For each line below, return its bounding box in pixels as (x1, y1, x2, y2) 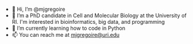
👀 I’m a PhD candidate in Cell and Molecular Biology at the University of (11, 12, 187, 19)
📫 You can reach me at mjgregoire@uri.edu (11, 32, 120, 38)
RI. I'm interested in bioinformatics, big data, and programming (11, 18, 165, 25)
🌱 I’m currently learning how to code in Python (11, 24, 126, 32)
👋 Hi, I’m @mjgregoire (11, 6, 65, 12)
